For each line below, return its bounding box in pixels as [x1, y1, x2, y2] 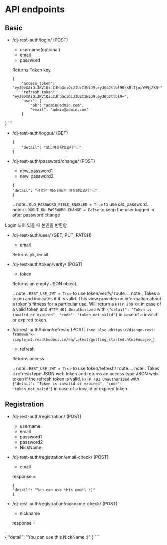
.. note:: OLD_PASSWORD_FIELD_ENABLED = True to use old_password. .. [12, 201, 152, 207]
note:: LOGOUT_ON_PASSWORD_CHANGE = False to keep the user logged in [12, 207, 155, 212]
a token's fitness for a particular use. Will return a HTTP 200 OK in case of [12, 301, 161, 307]
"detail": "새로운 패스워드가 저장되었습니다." [12, 188, 98, 193]
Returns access [12, 356, 45, 361]
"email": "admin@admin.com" [30, 107, 89, 112]
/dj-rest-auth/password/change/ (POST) [12, 158, 96, 164]
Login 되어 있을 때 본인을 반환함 [5, 222, 67, 228]
